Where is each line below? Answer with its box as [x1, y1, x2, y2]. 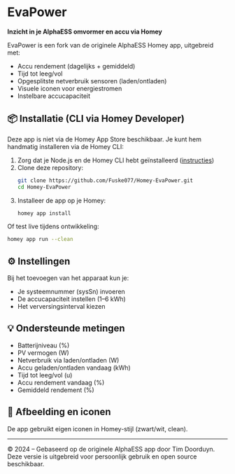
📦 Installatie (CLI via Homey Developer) [7, 113, 185, 125]
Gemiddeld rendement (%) [17, 386, 94, 394]
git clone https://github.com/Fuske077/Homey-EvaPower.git [17, 176, 194, 184]
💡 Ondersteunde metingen [7, 323, 125, 335]
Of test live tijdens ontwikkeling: [7, 222, 99, 231]
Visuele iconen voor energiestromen [17, 84, 122, 92]
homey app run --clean [7, 236, 73, 243]
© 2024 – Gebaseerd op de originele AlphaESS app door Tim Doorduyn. [7, 445, 215, 453]
